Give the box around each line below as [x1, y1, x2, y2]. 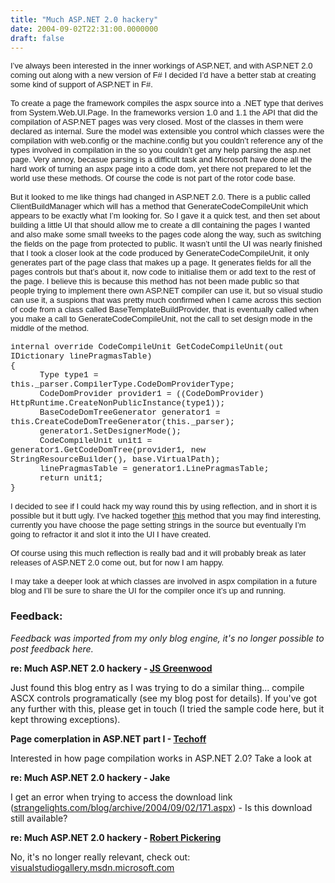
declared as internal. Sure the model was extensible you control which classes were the [10, 126, 325, 137]
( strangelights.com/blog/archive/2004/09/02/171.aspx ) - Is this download [10, 801, 313, 813]
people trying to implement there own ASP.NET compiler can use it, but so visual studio [10, 286, 323, 296]
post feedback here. [10, 642, 94, 655]
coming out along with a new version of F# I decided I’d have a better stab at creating [10, 70, 317, 81]
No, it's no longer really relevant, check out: [10, 851, 191, 863]
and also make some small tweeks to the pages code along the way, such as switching [10, 229, 322, 240]
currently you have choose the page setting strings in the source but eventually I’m [10, 520, 307, 531]
